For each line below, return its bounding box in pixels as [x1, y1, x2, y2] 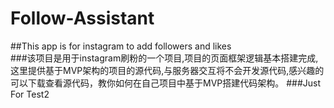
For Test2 [10, 88, 50, 100]
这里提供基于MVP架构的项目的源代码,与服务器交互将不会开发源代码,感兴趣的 [10, 64, 325, 76]
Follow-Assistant [10, 7, 155, 30]
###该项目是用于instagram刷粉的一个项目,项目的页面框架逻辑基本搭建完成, [10, 52, 319, 64]
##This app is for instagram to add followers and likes [10, 40, 232, 52]
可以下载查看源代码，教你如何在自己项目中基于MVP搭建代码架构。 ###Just [10, 77, 322, 89]
